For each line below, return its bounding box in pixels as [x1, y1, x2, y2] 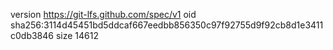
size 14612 [55, 30, 100, 41]
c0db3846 [10, 30, 55, 41]
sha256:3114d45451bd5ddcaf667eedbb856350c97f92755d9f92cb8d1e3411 [10, 19, 324, 31]
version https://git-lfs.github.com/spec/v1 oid [10, 9, 197, 20]
